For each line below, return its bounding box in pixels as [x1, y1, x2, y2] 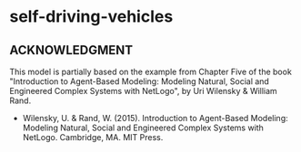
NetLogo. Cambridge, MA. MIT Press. [22, 132, 164, 142]
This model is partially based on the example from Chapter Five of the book [9, 66, 293, 77]
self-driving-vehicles [9, 6, 174, 27]
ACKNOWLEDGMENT [9, 43, 134, 58]
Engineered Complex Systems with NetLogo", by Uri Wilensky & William [9, 86, 277, 96]
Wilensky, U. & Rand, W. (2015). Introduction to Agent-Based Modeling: [22, 113, 288, 123]
